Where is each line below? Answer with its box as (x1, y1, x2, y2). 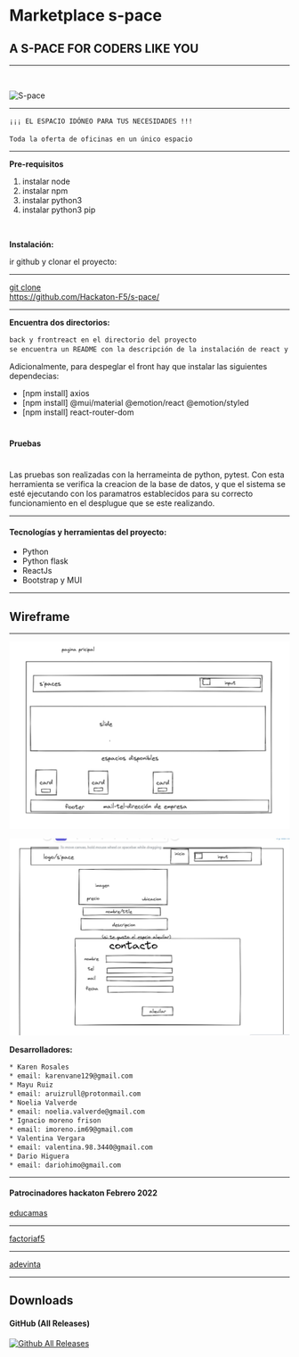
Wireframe (9, 608, 70, 625)
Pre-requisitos (9, 159, 64, 170)
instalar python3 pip (21, 204, 96, 215)
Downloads (9, 1293, 74, 1308)
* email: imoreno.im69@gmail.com (9, 1125, 133, 1134)
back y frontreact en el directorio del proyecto (9, 335, 198, 344)
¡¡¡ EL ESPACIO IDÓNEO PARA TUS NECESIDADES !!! (9, 117, 193, 126)
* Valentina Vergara (9, 1134, 86, 1143)
